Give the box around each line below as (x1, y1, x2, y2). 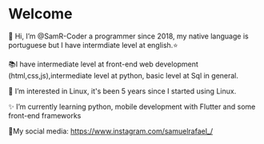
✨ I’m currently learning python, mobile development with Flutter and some (8, 102, 256, 111)
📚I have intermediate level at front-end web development (8, 59, 198, 69)
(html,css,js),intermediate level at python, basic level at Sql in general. (8, 70, 238, 80)
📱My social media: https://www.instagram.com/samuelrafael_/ (8, 126, 214, 136)
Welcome (8, 5, 73, 23)
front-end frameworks (8, 110, 82, 120)
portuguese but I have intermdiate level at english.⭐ (8, 40, 178, 50)
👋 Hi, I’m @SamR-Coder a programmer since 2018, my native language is (8, 31, 250, 41)
